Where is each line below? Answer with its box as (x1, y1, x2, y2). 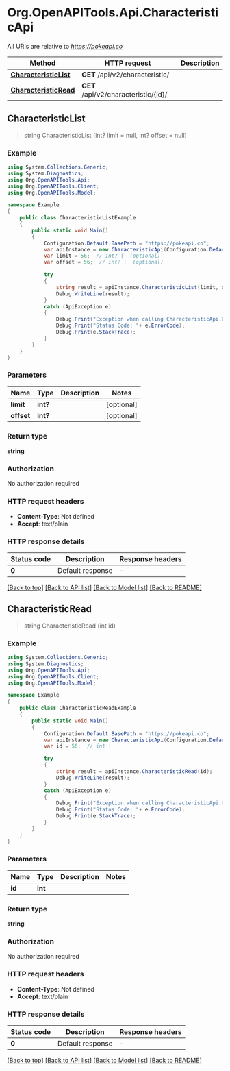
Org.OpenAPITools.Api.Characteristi (7, 5, 219, 21)
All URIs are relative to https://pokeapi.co (7, 42, 123, 50)
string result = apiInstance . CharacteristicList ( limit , (55, 284, 219, 291)
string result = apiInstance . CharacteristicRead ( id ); (55, 768, 213, 775)
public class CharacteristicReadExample (19, 704, 136, 712)
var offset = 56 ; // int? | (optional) (43, 259, 164, 266)
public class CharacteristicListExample (19, 214, 136, 221)
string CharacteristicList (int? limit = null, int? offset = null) (23, 131, 187, 139)
